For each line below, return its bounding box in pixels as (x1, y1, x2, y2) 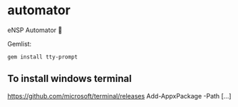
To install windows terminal (7, 73, 132, 85)
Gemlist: (7, 39, 32, 48)
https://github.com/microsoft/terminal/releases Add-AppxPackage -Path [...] (7, 91, 232, 100)
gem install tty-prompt (7, 53, 78, 61)
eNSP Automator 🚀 (7, 26, 63, 34)
